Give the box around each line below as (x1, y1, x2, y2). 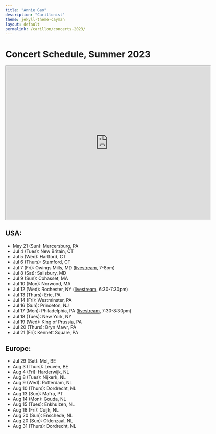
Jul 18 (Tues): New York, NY (12, 313, 72, 319)
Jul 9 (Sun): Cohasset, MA (12, 275, 68, 281)
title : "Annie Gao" (5, 7, 47, 13)
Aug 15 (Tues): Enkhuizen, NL (12, 401, 75, 407)
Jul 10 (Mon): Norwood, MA (12, 280, 71, 286)
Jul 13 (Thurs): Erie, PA (12, 292, 61, 298)
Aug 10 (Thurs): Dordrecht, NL (12, 385, 77, 391)
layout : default (5, 21, 40, 27)
